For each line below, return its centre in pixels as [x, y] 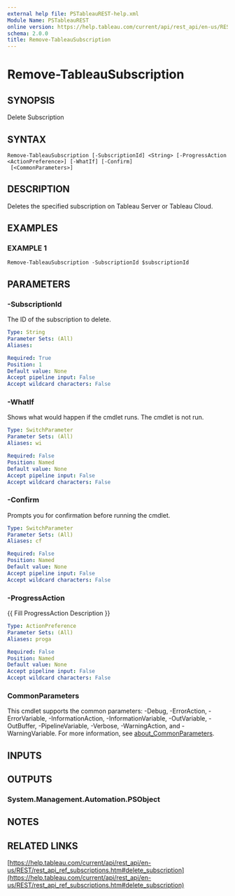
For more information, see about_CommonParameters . [136, 733]
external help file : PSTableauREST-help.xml [73, 14]
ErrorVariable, [27, 718]
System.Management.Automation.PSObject [84, 799]
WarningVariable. [32, 733]
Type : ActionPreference [42, 626]
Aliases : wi [24, 443]
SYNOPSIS [31, 100]
